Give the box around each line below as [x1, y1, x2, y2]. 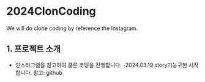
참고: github [33, 69, 62, 76]
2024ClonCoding [6, 4, 96, 18]
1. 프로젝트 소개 [6, 44, 61, 54]
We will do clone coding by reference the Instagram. [6, 24, 138, 32]
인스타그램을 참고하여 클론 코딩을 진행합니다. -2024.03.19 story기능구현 [15, 61, 188, 69]
